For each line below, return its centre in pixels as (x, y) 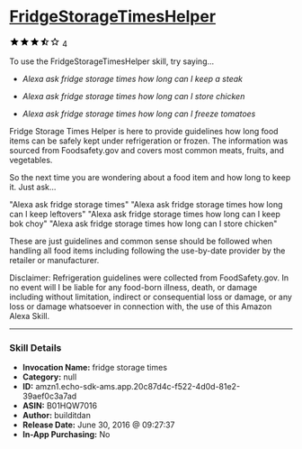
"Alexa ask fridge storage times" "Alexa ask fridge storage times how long (146, 204)
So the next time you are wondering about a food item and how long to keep (150, 177)
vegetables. (31, 160)
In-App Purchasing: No (66, 435)
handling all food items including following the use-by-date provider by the (147, 251)
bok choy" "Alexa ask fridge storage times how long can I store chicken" (143, 224)
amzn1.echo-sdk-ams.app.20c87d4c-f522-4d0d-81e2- (138, 387)
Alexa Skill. (30, 316)
